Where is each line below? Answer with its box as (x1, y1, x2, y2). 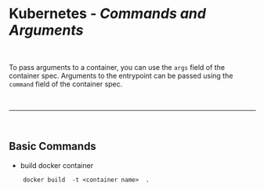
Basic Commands (9, 140, 96, 153)
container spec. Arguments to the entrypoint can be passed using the (9, 71, 233, 80)
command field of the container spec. (9, 79, 123, 89)
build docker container (20, 160, 93, 170)
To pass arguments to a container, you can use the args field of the (9, 62, 226, 71)
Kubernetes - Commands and (9, 5, 207, 23)
